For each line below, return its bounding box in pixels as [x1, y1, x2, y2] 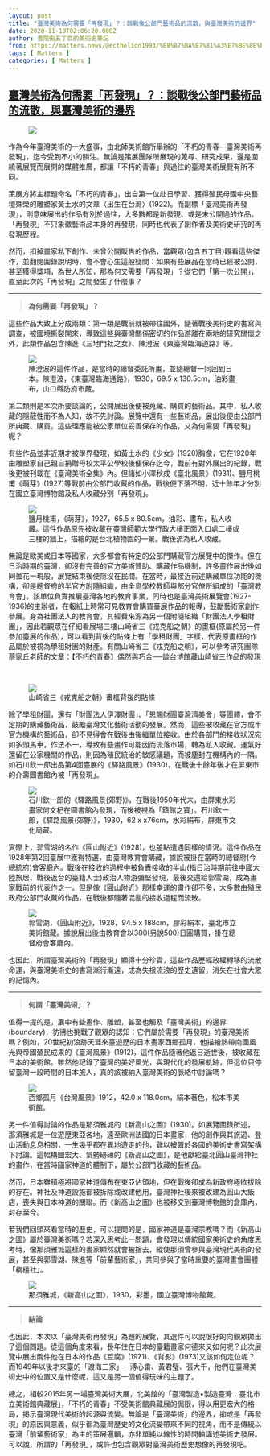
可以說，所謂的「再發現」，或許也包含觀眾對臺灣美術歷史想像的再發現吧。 [8, 1439, 252, 1449]
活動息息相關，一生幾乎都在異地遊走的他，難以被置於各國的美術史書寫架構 [14, 1140, 262, 1149]
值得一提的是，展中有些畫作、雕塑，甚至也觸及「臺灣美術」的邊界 [8, 1016, 227, 1027]
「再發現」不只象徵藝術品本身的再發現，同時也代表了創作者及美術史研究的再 [8, 219, 262, 229]
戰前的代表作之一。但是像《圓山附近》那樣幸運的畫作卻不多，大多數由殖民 [14, 883, 262, 892]
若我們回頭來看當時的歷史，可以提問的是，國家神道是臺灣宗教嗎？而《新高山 [8, 1224, 262, 1234]
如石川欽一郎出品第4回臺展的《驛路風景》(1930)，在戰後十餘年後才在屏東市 [8, 759, 260, 769]
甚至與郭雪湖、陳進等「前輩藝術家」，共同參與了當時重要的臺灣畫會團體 [22, 1254, 259, 1264]
